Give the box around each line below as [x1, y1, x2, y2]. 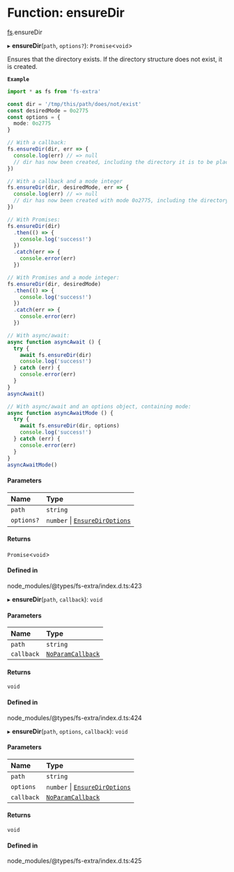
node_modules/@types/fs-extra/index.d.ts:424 [7, 713, 143, 722]
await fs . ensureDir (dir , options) [19, 422, 120, 429]
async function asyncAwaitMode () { [7, 409, 114, 416]
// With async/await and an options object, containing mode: [7, 403, 192, 410]
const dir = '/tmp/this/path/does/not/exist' [7, 100, 141, 107]
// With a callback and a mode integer [7, 178, 123, 185]
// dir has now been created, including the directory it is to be [13, 158, 214, 165]
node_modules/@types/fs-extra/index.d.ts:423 [7, 582, 142, 590]
